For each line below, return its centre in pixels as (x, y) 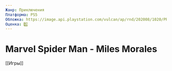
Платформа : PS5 (21, 15)
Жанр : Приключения (25, 10)
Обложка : (15, 19)
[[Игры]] (15, 63)
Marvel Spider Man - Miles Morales (81, 49)
